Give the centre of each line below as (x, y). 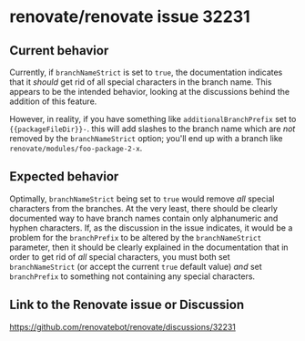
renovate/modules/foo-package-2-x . (76, 148)
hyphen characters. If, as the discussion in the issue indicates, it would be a (151, 227)
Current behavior (59, 51)
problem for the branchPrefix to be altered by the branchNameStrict (136, 237)
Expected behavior (64, 176)
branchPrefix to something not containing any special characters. (132, 276)
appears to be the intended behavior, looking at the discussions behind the (150, 92)
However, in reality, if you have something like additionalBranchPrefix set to (153, 119)
